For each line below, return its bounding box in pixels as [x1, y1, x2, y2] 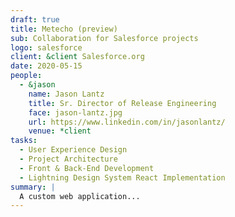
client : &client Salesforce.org [10, 52, 145, 62]
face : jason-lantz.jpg [28, 107, 123, 118]
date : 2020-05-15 [10, 61, 83, 71]
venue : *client [28, 126, 92, 136]
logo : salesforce [10, 42, 83, 53]
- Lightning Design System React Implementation [19, 172, 226, 183]
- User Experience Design [19, 145, 128, 155]
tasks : [10, 136, 38, 146]
